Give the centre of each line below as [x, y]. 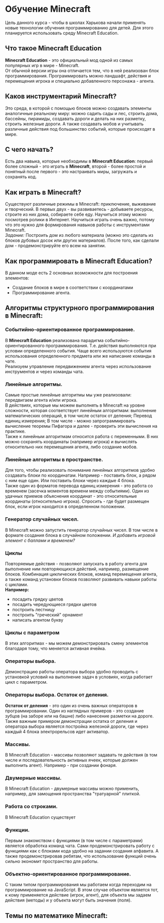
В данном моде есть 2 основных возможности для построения [71, 273]
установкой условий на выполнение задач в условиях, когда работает [79, 677]
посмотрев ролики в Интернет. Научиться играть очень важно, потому [80, 220]
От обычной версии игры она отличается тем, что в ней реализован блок [82, 70]
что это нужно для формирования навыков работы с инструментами [78, 225]
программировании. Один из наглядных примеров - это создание [75, 711]
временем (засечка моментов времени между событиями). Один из [77, 491]
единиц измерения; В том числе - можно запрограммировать [70, 421]
